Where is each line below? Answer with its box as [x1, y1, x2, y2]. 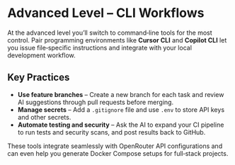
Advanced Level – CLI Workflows [7, 5, 205, 21]
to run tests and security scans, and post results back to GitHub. [17, 127, 206, 136]
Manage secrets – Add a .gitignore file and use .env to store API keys [17, 105, 225, 114]
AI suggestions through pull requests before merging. [17, 98, 174, 106]
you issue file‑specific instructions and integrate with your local [7, 43, 193, 52]
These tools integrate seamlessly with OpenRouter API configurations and [7, 142, 223, 150]
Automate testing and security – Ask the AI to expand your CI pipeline [17, 120, 224, 129]
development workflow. [7, 51, 76, 59]
